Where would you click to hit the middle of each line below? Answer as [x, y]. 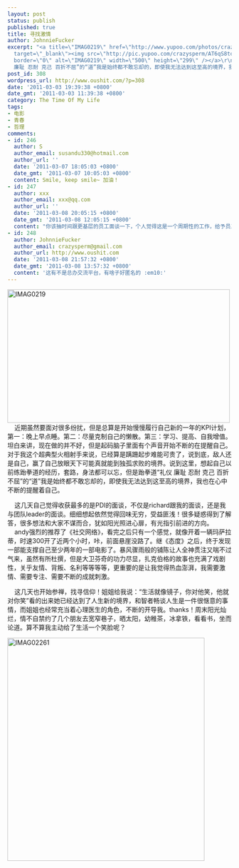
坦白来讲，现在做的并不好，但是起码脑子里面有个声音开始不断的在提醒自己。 [119, 445]
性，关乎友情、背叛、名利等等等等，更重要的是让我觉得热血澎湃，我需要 [113, 567]
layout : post [27, 14]
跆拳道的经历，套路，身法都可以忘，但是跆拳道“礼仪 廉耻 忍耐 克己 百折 [124, 472]
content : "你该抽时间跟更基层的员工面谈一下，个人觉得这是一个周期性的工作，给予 [120, 226]
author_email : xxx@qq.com [52, 200]
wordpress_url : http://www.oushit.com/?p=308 [76, 80]
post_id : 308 [27, 74]
